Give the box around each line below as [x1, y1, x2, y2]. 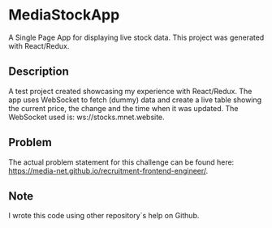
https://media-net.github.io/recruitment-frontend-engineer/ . [8, 166, 209, 175]
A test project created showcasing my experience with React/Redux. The [8, 86, 253, 96]
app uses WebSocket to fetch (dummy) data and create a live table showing [8, 95, 262, 105]
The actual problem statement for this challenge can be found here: [8, 157, 235, 167]
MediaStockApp [8, 6, 120, 24]
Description [8, 65, 69, 79]
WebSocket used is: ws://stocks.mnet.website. [8, 112, 165, 122]
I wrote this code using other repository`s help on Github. [8, 211, 200, 221]
